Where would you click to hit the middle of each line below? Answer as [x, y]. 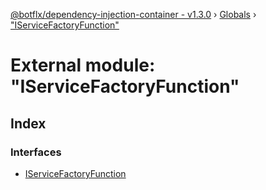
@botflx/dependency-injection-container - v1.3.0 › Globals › [133, 14]
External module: [83, 65]
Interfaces [36, 152]
